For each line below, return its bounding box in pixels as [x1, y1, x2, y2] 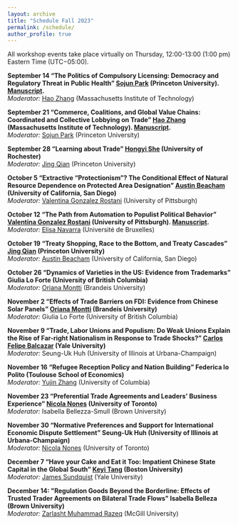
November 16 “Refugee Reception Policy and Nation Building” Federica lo [7, 363, 229, 371]
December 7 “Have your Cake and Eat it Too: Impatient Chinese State [7, 458, 216, 466]
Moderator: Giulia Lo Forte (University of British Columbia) [7, 312, 178, 321]
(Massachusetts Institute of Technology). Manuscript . [7, 123, 171, 132]
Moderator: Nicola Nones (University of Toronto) [7, 444, 150, 452]
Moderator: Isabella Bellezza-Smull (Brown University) [7, 407, 167, 416]
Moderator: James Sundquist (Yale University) [7, 473, 143, 481]
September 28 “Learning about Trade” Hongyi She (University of [7, 144, 203, 154]
